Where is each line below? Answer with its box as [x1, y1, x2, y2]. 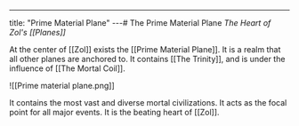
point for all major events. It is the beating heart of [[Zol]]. [9, 107, 220, 117]
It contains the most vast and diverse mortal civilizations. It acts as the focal [9, 98, 287, 107]
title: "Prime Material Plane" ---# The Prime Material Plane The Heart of [9, 18, 271, 28]
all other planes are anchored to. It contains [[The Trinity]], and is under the [9, 54, 286, 64]
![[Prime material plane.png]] [9, 81, 115, 91]
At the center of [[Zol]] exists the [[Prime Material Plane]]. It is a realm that [9, 44, 281, 54]
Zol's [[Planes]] [9, 28, 67, 37]
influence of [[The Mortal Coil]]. [9, 63, 126, 74]
